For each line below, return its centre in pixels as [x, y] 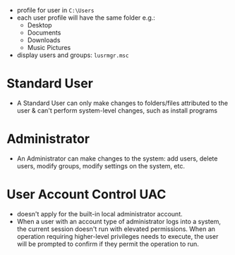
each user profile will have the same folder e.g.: [86, 18]
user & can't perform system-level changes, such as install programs [117, 110]
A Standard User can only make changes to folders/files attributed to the [122, 103]
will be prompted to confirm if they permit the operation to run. [108, 244]
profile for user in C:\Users [55, 10]
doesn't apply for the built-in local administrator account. [100, 213]
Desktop [40, 25]
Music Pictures [49, 48]
